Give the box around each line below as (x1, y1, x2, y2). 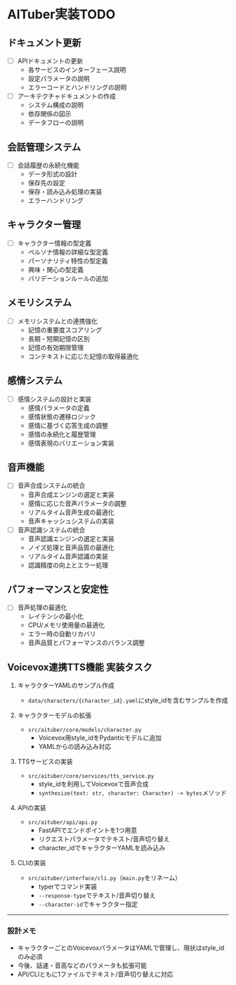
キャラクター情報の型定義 (17, 239, 92, 247)
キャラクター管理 (7, 219, 81, 231)
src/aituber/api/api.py (27, 819, 98, 826)
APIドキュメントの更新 (17, 57, 84, 65)
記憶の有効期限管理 (27, 343, 84, 352)
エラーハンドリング (27, 197, 84, 204)
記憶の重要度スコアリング (27, 326, 103, 334)
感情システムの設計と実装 (17, 395, 92, 403)
